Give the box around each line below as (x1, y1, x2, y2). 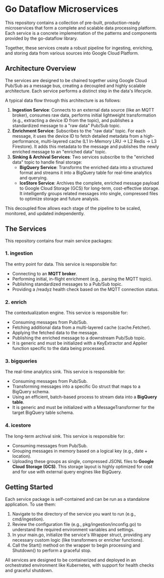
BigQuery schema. (12, 389, 50, 395)
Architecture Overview (5, 64, 76, 73)
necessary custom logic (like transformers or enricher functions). (12, 537, 144, 543)
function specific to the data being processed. (12, 346, 106, 351)
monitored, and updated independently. (5, 210, 85, 216)
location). (12, 453, 32, 459)
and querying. (19, 174, 48, 180)
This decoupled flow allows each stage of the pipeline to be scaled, (5, 205, 141, 211)
